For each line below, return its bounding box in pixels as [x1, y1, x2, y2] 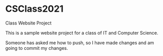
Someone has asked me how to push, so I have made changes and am [5, 39, 154, 46]
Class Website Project [5, 20, 52, 26]
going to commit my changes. [5, 45, 68, 51]
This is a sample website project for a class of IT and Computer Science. [5, 30, 159, 36]
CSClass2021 [5, 3, 64, 15]
